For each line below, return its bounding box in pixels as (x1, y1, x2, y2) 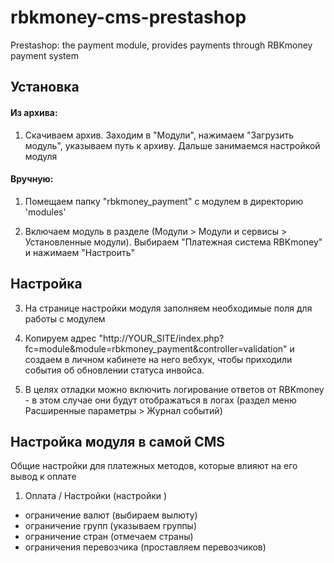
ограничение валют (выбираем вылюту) (24, 509, 198, 521)
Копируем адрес (24, 332, 97, 344)
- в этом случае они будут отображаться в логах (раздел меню (24, 394, 297, 406)
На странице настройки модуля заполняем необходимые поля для (24, 302, 313, 314)
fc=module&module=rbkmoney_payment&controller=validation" (24, 342, 288, 355)
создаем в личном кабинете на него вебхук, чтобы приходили (24, 353, 293, 365)
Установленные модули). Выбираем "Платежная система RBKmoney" (24, 236, 323, 248)
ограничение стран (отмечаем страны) (24, 531, 194, 543)
